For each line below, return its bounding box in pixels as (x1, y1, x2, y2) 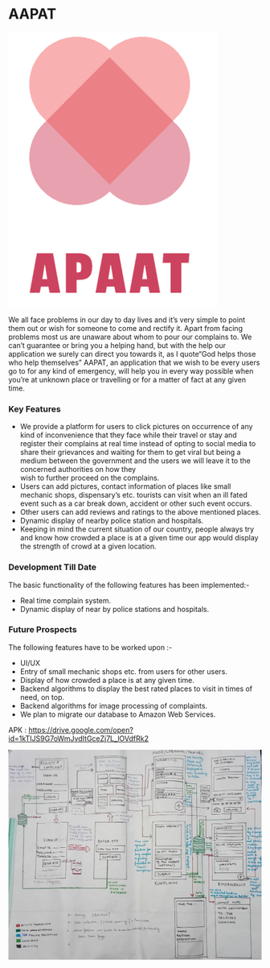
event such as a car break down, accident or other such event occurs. (19, 498, 252, 508)
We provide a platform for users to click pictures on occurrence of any (19, 422, 253, 432)
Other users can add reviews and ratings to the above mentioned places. (19, 507, 261, 517)
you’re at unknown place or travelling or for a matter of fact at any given (8, 374, 247, 384)
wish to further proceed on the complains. (19, 473, 160, 483)
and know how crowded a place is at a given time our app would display (19, 533, 259, 543)
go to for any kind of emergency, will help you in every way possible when (8, 366, 254, 375)
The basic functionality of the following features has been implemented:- (8, 580, 250, 589)
